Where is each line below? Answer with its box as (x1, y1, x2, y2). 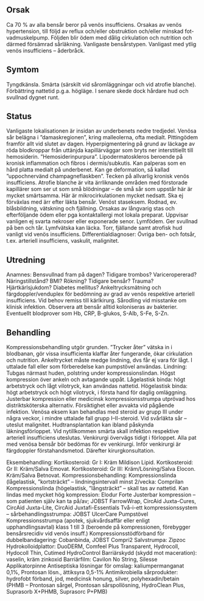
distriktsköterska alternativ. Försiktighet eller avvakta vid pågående (6, 401, 175, 409)
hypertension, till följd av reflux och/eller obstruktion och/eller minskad (6, 27, 184, 35)
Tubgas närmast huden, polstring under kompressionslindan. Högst (6, 369, 175, 377)
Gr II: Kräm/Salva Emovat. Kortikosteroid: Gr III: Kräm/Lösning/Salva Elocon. (6, 465, 196, 473)
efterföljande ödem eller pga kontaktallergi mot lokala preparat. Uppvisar (6, 211, 189, 218)
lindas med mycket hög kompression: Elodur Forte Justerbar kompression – (6, 491, 196, 498)
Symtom (6, 64, 40, 75)
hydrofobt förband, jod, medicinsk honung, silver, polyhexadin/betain (6, 575, 180, 583)
